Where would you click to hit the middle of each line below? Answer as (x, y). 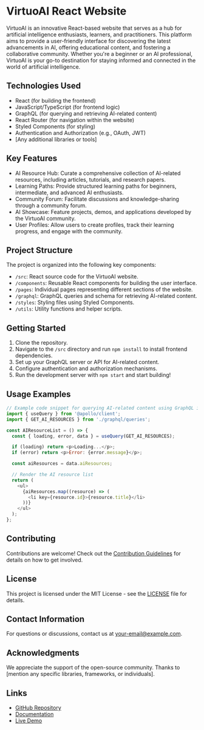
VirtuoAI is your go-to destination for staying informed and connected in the (101, 60)
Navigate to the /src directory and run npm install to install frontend (101, 349)
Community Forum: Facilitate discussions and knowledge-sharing (97, 199)
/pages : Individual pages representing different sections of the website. (104, 289)
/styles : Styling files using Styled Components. (75, 303)
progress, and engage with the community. (69, 231)
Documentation (34, 714)
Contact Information (46, 619)
